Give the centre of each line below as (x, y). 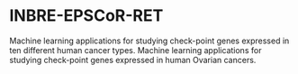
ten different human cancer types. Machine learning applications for (135, 50)
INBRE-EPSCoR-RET (86, 16)
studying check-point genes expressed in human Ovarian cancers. (133, 60)
